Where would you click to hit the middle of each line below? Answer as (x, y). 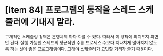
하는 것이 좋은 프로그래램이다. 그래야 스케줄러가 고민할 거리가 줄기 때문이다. (82, 49)
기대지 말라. (53, 22)
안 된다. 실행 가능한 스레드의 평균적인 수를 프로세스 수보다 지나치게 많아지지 (77, 42)
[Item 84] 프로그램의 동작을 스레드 (71, 10)
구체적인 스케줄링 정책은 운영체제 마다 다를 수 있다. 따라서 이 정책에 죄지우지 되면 (82, 37)
